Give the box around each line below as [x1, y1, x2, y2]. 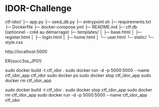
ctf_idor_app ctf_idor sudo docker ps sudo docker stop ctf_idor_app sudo [5, 72, 151, 78]
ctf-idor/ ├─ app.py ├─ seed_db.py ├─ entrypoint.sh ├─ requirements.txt [5, 19, 151, 25]
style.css [5, 39, 23, 45]
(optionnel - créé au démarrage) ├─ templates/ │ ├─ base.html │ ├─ [5, 29, 142, 35]
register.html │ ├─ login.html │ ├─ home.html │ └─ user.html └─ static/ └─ [5, 34, 154, 40]
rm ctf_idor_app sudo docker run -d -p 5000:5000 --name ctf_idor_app [5, 92, 147, 98]
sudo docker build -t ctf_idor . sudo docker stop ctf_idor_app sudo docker [5, 87, 153, 93]
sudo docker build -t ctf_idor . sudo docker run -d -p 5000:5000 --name [5, 67, 149, 73]
